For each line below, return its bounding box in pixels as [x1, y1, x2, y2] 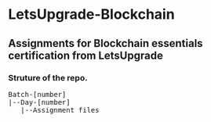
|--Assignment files [20, 106, 100, 114]
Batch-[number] [8, 90, 67, 99]
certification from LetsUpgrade [8, 48, 163, 62]
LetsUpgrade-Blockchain [8, 5, 175, 23]
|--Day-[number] [8, 98, 71, 106]
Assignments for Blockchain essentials [8, 37, 203, 50]
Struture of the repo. [8, 72, 88, 83]
